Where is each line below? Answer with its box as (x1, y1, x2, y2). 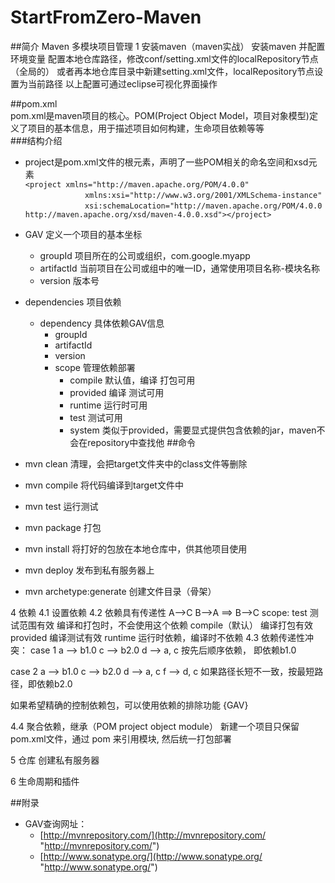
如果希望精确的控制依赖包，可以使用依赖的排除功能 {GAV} (10, 699, 249, 711)
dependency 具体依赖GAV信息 (39, 317, 165, 329)
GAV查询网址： (24, 817, 88, 830)
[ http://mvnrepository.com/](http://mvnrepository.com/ (39, 829, 267, 841)
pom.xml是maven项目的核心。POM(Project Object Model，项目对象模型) (10, 109, 310, 121)
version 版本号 (39, 274, 100, 286)
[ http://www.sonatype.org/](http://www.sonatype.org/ (39, 850, 263, 862)
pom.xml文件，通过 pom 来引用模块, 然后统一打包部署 (10, 732, 232, 745)
